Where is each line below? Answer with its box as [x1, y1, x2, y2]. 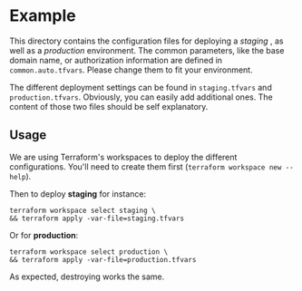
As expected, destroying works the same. [9, 271, 165, 282]
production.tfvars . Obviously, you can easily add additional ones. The [9, 92, 274, 102]
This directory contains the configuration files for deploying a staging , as [9, 35, 284, 46]
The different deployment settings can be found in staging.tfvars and [9, 82, 272, 92]
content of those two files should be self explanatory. [9, 101, 209, 112]
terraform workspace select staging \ [9, 206, 156, 215]
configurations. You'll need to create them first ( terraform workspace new [9, 160, 282, 172]
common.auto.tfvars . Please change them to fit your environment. [9, 64, 253, 75]
